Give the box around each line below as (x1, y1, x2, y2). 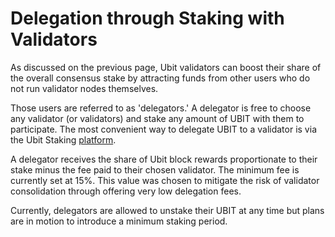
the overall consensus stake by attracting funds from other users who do (10, 72, 311, 84)
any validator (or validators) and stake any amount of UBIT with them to (10, 112, 305, 124)
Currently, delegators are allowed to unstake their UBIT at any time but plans (10, 204, 325, 216)
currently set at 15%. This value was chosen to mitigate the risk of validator (10, 174, 320, 186)
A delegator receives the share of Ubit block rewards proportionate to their (10, 153, 318, 165)
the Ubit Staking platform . (10, 133, 117, 146)
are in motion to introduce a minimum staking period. (10, 215, 228, 227)
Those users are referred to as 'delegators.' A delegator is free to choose (10, 102, 312, 114)
